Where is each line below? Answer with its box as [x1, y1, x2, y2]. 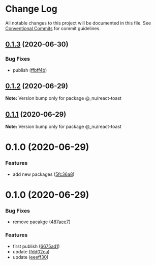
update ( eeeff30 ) [12, 254, 49, 260]
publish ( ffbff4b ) [12, 67, 47, 73]
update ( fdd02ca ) [12, 248, 50, 255]
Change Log [5, 3, 57, 15]
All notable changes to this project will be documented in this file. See [5, 20, 151, 26]
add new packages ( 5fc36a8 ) [12, 171, 75, 177]
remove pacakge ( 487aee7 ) [12, 219, 71, 225]
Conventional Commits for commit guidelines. [5, 25, 101, 31]
